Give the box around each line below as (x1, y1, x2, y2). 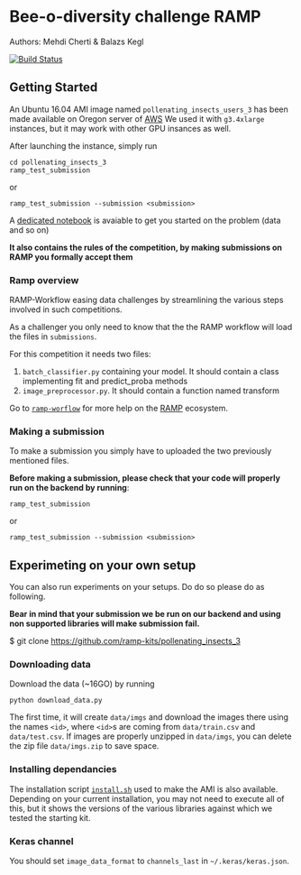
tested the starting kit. (9, 812, 91, 823)
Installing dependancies (9, 763, 117, 776)
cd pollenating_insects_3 (9, 158, 106, 167)
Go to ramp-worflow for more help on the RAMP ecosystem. (9, 403, 228, 414)
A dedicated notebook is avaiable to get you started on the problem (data (9, 215, 281, 226)
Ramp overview (9, 273, 79, 286)
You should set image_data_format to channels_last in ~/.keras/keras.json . (9, 855, 290, 867)
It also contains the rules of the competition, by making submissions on (9, 242, 282, 253)
